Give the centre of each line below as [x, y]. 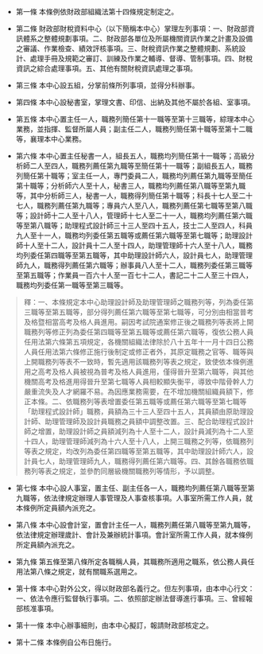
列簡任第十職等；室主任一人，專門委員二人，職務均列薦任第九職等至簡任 [134, 176]
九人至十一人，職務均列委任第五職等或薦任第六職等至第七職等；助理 [127, 236]
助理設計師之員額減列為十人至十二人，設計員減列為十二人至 [156, 431]
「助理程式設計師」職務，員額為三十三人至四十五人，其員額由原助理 [135, 411]
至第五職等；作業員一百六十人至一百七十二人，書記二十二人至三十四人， [134, 275]
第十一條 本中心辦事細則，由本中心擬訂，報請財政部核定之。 [114, 625]
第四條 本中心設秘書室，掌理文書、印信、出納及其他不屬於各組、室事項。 [135, 102]
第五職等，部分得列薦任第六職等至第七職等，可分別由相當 [145, 312]
